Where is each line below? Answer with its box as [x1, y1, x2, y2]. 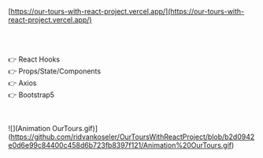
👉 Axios [8, 78, 37, 88]
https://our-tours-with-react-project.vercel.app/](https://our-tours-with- [10, 7, 245, 16]
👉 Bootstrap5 [8, 90, 55, 100]
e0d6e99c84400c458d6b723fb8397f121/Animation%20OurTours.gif [8, 141, 232, 149]
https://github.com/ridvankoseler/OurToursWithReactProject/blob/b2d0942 [10, 132, 255, 141]
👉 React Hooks [8, 55, 61, 64]
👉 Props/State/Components [8, 66, 101, 76]
